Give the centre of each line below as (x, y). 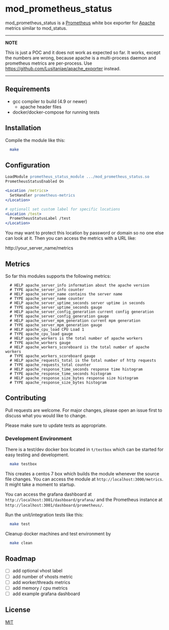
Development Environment (38, 439)
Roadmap (21, 559)
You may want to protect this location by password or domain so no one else (84, 233)
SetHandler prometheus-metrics (43, 195)
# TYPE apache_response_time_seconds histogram (61, 374)
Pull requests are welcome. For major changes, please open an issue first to (84, 410)
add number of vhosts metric (43, 576)
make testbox (23, 464)
